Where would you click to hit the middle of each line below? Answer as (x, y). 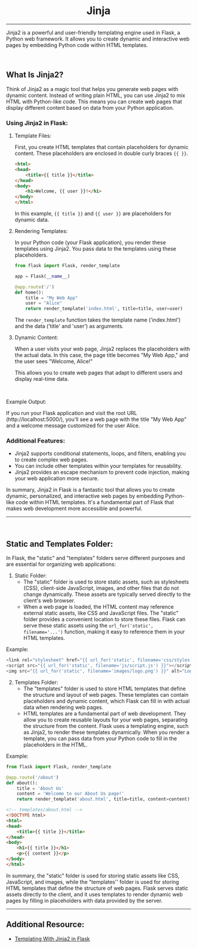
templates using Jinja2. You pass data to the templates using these (95, 249)
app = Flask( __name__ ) (42, 276)
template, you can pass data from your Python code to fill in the (100, 738)
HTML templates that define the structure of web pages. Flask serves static (97, 888)
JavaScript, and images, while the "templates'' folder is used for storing (93, 882)
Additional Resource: (45, 925)
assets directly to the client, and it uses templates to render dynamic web (94, 894)
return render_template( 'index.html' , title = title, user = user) (104, 309)
